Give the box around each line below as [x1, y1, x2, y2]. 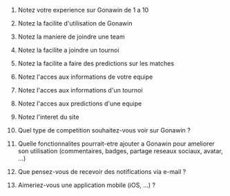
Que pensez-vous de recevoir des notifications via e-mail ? [17, 168, 186, 175]
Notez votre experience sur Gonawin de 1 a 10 [17, 6, 149, 14]
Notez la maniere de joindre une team [17, 32, 125, 41]
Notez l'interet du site [17, 113, 79, 121]
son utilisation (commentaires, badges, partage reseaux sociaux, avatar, [17, 147, 223, 155]
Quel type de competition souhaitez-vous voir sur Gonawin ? [17, 126, 191, 134]
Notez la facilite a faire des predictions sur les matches [17, 59, 175, 68]
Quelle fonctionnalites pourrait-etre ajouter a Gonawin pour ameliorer [17, 139, 215, 148]
